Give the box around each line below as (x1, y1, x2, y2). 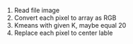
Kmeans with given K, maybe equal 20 (13, 21, 127, 29)
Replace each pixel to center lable (13, 28, 113, 37)
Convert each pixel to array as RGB (13, 13, 117, 22)
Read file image (13, 6, 60, 14)
